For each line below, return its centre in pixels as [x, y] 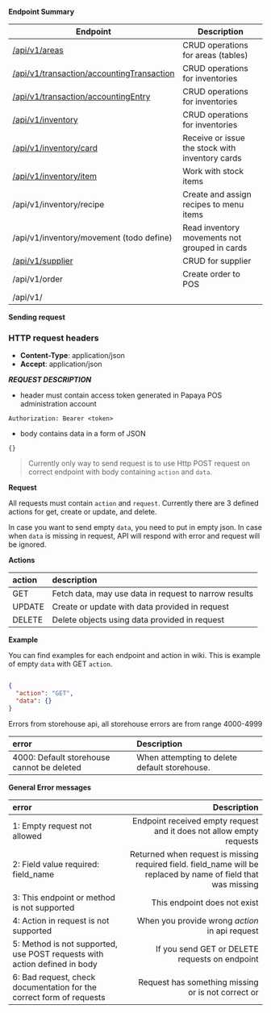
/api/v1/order [38, 279]
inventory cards [212, 158]
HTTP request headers [54, 338]
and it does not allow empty [206, 831]
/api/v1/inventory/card [55, 148]
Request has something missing [198, 982]
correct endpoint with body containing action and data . [120, 472]
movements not [212, 238]
